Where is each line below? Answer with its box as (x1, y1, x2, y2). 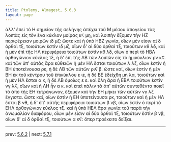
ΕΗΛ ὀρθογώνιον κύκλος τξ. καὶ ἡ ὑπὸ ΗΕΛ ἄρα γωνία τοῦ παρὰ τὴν (5, 105, 151, 111)
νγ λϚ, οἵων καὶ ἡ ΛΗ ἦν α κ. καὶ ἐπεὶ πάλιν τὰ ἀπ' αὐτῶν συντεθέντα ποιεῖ (5, 83, 164, 89)
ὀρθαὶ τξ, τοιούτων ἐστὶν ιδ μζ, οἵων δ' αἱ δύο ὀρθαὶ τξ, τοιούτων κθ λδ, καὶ (5, 43, 165, 49)
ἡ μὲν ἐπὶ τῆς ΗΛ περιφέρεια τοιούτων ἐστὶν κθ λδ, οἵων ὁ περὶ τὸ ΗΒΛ (5, 49, 155, 55)
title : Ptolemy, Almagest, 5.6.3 (5, 7, 76, 13)
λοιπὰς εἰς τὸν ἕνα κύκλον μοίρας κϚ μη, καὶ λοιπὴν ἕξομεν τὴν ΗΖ (5, 32, 149, 38)
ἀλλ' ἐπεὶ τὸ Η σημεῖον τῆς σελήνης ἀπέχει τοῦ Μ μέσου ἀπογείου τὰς (5, 26, 155, 32)
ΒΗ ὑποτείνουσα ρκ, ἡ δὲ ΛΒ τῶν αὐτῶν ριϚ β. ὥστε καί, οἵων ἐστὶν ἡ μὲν (5, 66, 161, 72)
